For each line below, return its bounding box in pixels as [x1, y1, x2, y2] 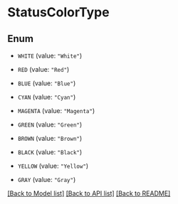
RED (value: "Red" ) [17, 65, 70, 73]
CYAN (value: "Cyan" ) [17, 93, 76, 101]
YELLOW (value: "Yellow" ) [17, 161, 89, 170]
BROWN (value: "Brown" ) [17, 134, 83, 142]
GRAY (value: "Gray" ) [17, 176, 76, 183]
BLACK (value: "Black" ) [17, 148, 83, 156]
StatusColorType [7, 4, 110, 21]
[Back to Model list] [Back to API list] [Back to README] [7, 189, 171, 198]
